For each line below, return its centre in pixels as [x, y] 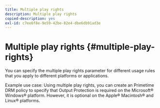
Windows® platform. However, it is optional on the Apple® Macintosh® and [79, 95]
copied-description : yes [30, 18]
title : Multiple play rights [34, 9]
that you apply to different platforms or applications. [57, 76]
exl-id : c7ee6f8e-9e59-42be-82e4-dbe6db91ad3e [53, 23]
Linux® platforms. [23, 101]
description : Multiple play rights [41, 14]
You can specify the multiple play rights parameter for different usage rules [80, 71]
